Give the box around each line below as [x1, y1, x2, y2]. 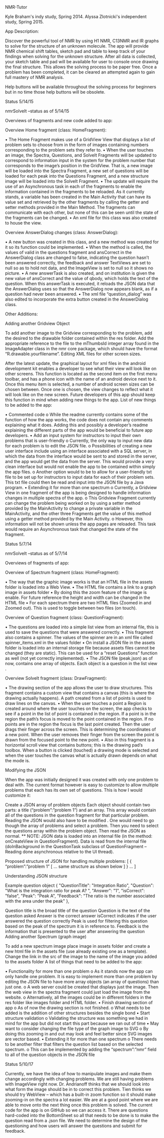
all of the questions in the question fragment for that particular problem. [5, 812, 149, 818]
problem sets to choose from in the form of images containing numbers [5, 142, 149, 148]
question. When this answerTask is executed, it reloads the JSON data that [5, 281, 155, 286]
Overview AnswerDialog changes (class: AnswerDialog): [5, 230, 119, 235]
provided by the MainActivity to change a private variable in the [5, 505, 133, 511]
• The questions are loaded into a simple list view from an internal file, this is [5, 624, 159, 630]
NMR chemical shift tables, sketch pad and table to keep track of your [5, 49, 145, 54]
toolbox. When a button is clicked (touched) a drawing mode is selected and [5, 748, 159, 753]
